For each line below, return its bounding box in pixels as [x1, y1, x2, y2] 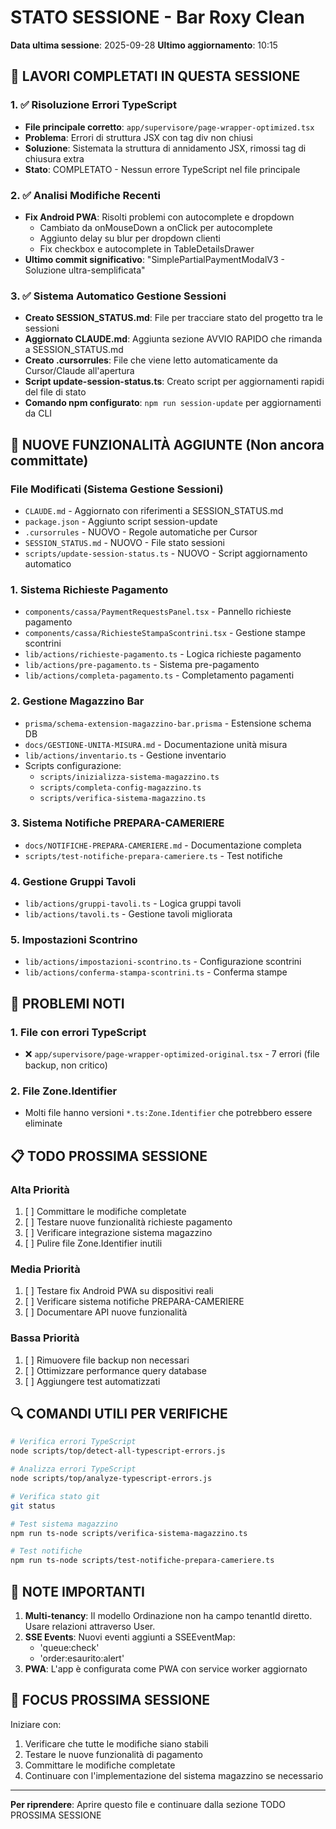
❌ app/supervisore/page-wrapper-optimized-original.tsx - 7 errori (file [24, 1048, 320, 1060]
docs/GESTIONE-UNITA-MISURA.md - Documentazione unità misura [24, 738, 288, 750]
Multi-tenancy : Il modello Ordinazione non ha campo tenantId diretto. [24, 1610, 313, 1622]
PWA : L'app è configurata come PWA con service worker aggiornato [24, 1663, 308, 1675]
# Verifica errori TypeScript [10, 1437, 137, 1447]
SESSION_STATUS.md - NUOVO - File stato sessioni [24, 536, 225, 548]
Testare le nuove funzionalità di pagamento [24, 1748, 203, 1760]
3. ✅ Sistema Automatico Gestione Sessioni [10, 289, 227, 303]
